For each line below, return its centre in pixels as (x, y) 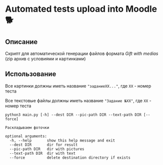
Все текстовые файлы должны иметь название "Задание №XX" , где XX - (78, 100)
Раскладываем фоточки (27, 128)
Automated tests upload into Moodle (81, 9)
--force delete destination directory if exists (70, 158)
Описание (21, 42)
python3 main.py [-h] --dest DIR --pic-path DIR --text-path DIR (73, 115)
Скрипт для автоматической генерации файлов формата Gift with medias (82, 53)
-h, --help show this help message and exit (62, 141)
